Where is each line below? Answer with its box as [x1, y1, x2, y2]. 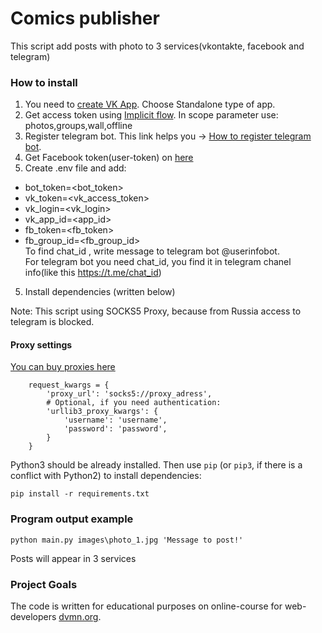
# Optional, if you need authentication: [46, 398, 222, 408]
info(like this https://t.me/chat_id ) [24, 267, 162, 279]
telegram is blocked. [10, 316, 95, 328]
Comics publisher [10, 7, 160, 30]
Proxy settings [10, 338, 73, 351]
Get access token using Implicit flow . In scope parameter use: [24, 109, 279, 121]
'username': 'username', [63, 415, 168, 426]
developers [10, 611, 57, 623]
